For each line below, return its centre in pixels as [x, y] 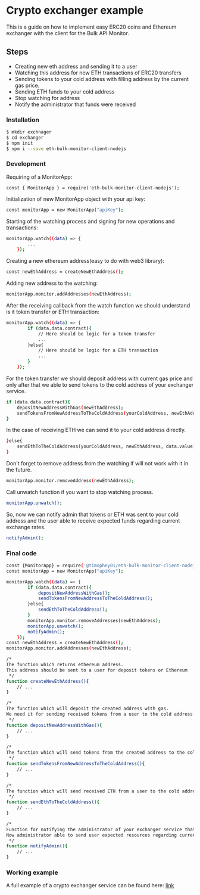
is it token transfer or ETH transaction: [53, 312]
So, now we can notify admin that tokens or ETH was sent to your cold [92, 514]
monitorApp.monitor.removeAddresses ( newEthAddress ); [94, 620]
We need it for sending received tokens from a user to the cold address [100, 714]
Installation [23, 120]
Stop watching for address [47, 98]
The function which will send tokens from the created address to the [96, 753]
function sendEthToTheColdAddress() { [53, 802]
